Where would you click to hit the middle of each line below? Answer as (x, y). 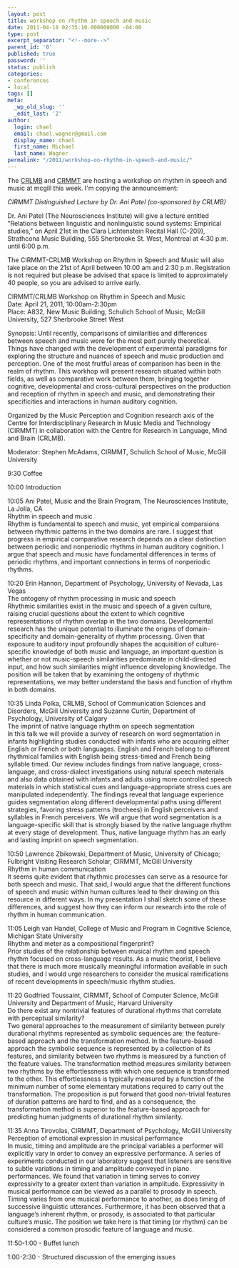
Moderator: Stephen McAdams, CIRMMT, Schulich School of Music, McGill (117, 451)
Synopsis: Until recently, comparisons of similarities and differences (107, 333)
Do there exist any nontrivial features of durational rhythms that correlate (115, 1010)
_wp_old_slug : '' (40, 107)
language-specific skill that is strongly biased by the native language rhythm (119, 824)
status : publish (31, 67)
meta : (15, 101)
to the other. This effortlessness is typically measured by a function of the (116, 1079)
